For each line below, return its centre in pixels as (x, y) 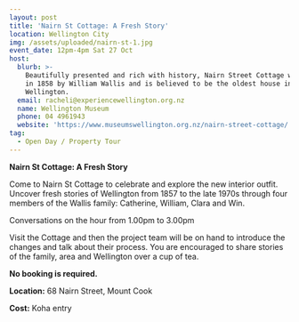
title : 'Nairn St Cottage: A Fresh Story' (89, 26)
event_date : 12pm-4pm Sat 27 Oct (71, 51)
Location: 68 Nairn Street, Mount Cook (81, 291)
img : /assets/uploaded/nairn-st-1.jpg (81, 42)
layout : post (33, 17)
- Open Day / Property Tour (69, 141)
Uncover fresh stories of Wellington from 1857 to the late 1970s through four (149, 193)
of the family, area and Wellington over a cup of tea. (104, 256)
